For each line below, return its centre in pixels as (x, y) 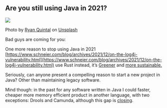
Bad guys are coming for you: (36, 39)
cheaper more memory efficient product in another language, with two (77, 95)
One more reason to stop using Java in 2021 (50, 49)
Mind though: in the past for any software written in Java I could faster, (78, 89)
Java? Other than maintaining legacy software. (53, 80)
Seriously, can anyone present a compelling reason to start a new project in (83, 74)
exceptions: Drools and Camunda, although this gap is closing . (69, 100)
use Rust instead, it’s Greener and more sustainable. (108, 65)
